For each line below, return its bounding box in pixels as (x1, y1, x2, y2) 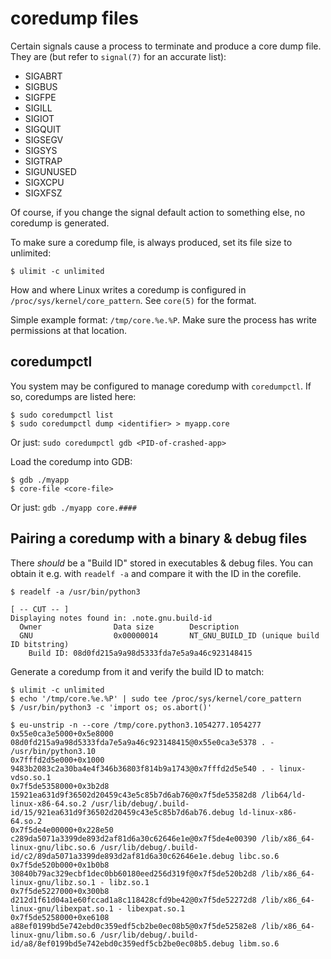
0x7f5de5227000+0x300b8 (10, 886, 110, 896)
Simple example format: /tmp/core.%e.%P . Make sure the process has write (10, 313, 318, 326)
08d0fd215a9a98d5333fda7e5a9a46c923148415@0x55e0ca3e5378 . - (10, 737, 275, 747)
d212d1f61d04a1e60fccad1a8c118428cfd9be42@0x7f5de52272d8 (10, 895, 257, 905)
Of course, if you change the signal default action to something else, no (10, 206, 306, 218)
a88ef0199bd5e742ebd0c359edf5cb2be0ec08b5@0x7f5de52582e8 (10, 921, 257, 931)
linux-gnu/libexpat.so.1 (10, 903, 114, 914)
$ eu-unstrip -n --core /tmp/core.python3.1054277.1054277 (10, 720, 262, 730)
